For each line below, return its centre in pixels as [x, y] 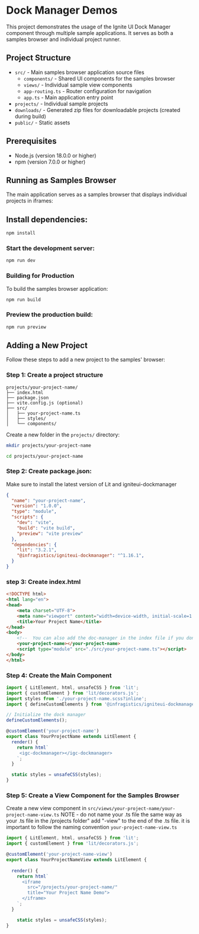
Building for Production [40, 276]
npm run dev [21, 261]
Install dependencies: [47, 219]
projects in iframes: [30, 201]
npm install [21, 233]
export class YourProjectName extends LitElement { [71, 737]
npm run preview [26, 327]
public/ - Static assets [42, 123]
